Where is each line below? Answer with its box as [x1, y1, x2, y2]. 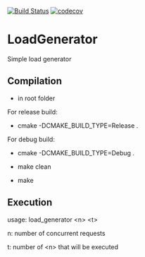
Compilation [7, 75, 62, 88]
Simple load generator [7, 54, 72, 63]
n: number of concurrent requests [7, 229, 106, 237]
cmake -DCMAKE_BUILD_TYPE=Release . [17, 121, 139, 130]
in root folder [17, 94, 56, 102]
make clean [17, 162, 51, 171]
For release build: [7, 107, 58, 116]
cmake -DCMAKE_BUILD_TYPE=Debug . [17, 148, 135, 157]
